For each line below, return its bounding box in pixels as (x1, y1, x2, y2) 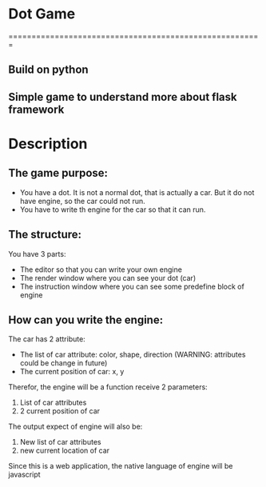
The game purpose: (8, 166, 109, 180)
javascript (8, 469, 42, 480)
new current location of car (19, 445, 110, 456)
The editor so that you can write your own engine (19, 265, 182, 274)
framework (8, 102, 65, 116)
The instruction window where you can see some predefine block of (19, 281, 245, 291)
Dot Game (8, 5, 76, 23)
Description (8, 134, 88, 153)
